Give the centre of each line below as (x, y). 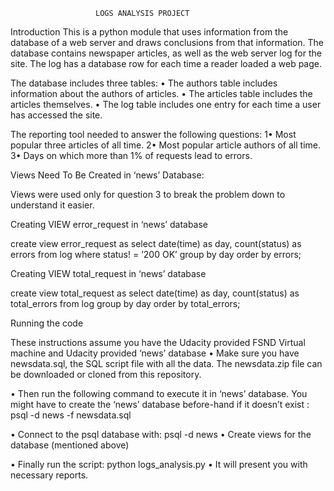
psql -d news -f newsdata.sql (71, 415)
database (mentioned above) (70, 445)
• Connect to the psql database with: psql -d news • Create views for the (161, 434)
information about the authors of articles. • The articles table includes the (161, 93)
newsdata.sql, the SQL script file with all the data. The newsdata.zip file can (166, 363)
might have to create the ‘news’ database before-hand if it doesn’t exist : (160, 404)
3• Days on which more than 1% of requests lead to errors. (131, 155)
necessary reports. (49, 475)
